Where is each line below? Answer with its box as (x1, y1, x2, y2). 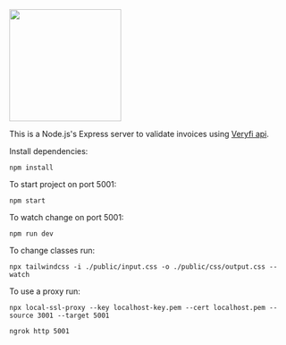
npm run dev (9, 229, 54, 238)
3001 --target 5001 (37, 311, 110, 320)
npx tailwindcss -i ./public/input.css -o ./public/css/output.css (9, 263, 266, 272)
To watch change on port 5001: (9, 212, 124, 222)
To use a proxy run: (9, 286, 80, 297)
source (9, 311, 34, 320)
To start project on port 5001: (9, 179, 117, 189)
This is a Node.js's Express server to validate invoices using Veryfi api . (9, 129, 270, 139)
